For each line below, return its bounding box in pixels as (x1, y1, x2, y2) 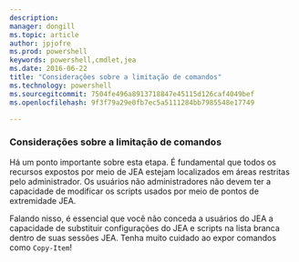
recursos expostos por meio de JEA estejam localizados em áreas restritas (9, 166, 290, 177)
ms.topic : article (9, 30, 79, 39)
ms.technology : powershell (9, 81, 112, 90)
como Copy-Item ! (9, 242, 73, 253)
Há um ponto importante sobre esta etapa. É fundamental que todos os (9, 156, 276, 167)
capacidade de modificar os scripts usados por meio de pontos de (9, 186, 260, 196)
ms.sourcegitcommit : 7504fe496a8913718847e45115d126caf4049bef (9, 89, 255, 98)
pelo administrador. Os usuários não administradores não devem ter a (9, 176, 272, 186)
